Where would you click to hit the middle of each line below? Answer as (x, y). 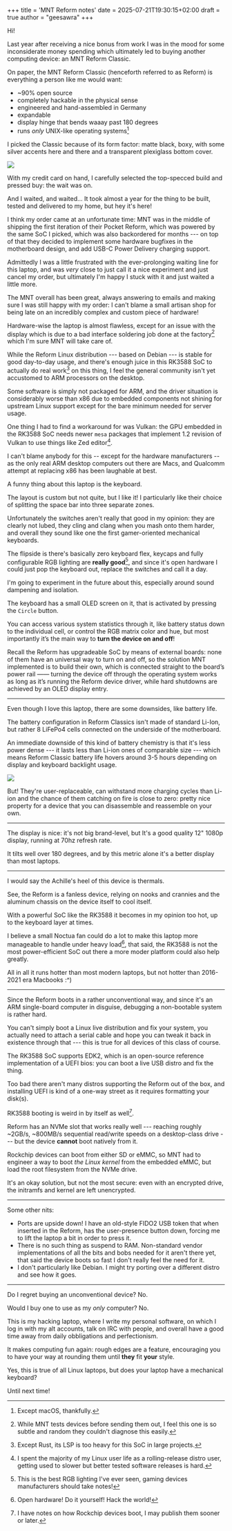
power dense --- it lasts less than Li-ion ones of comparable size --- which (114, 750)
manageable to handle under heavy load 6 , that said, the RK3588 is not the (113, 944)
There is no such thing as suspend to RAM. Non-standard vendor (110, 1245)
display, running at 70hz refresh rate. (60, 840)
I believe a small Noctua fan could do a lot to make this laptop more (103, 936)
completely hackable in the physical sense (77, 100)
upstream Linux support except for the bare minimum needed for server (109, 406)
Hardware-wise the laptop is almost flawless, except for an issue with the (112, 325)
